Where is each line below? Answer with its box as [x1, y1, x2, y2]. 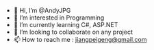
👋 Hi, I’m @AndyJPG [13, 7, 71, 14]
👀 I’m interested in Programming [13, 14, 105, 22]
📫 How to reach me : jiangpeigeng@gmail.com [13, 36, 147, 43]
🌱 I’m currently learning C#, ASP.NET [13, 21, 118, 28]
